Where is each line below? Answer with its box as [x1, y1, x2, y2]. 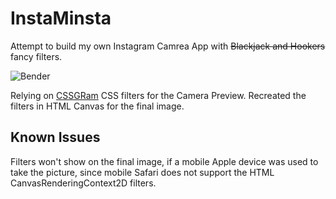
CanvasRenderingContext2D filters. [10, 177, 157, 189]
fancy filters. [10, 50, 63, 62]
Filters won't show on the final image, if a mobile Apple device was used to [10, 155, 319, 167]
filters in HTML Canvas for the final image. [10, 100, 185, 112]
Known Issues [10, 129, 101, 146]
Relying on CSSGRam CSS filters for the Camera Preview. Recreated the [10, 89, 307, 101]
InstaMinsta [10, 7, 112, 30]
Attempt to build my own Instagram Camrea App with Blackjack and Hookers [10, 40, 326, 52]
